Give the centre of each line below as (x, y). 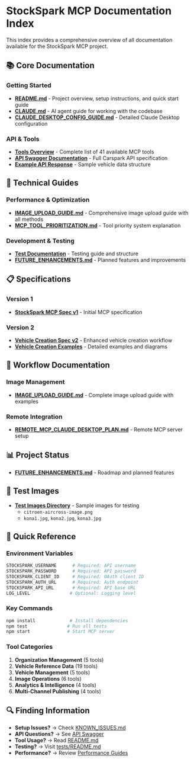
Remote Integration (34, 417)
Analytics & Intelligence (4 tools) (55, 685)
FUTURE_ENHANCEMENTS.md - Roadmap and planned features (94, 472)
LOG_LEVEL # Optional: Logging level (71, 593)
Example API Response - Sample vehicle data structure (83, 164)
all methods (29, 219)
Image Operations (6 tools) (48, 678)
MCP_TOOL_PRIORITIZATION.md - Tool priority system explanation (98, 225)
